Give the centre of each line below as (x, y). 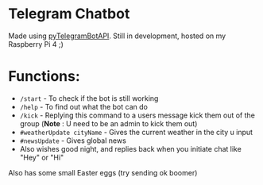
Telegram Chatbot (69, 14)
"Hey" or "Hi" (42, 157)
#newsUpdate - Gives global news (73, 141)
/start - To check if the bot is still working (89, 98)
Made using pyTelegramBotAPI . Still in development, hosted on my (117, 36)
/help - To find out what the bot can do (84, 106)
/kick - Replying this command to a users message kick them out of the (137, 115)
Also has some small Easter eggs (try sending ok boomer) (103, 172)
